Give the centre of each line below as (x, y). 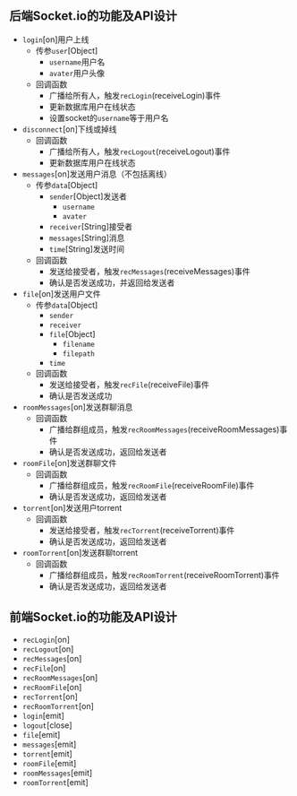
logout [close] (47, 725)
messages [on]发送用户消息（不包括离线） (97, 174)
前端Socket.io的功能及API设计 (93, 617)
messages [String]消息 (87, 238)
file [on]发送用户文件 (61, 293)
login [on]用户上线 (55, 39)
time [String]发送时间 (87, 248)
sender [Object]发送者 (88, 196)
